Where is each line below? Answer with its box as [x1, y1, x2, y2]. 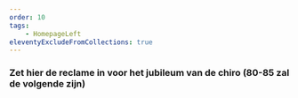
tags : [9, 21, 29, 30]
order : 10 [9, 12, 46, 22]
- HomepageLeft [25, 29, 82, 38]
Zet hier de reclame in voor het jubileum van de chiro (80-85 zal [9, 67, 290, 79]
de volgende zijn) [9, 78, 86, 90]
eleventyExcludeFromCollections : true [9, 37, 153, 47]
